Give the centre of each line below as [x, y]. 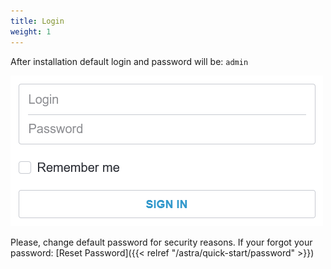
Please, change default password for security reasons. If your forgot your [161, 242]
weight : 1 [31, 31]
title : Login [37, 21]
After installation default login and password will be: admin [129, 61]
